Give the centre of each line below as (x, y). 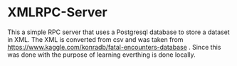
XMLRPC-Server (58, 12)
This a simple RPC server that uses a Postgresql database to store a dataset (118, 32)
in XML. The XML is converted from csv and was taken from (95, 39)
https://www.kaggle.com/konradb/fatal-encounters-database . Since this (114, 47)
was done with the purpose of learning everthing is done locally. (101, 55)
